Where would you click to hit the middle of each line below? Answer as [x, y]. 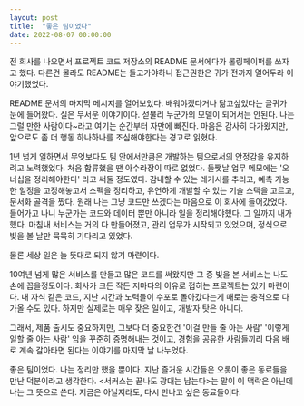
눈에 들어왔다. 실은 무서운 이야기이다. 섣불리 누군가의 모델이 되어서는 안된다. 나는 [152, 115]
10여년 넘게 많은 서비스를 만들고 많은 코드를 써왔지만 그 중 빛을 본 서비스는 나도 [149, 275]
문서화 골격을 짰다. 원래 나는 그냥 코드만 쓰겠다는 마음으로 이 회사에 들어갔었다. [148, 202]
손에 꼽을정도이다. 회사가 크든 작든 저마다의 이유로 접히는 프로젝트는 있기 [137, 285]
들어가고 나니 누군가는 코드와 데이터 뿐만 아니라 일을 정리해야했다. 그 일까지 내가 [151, 213]
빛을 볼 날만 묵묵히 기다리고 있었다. [71, 236]
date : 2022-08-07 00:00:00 [60, 34]
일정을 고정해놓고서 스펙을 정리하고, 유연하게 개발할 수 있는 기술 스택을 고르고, [157, 190]
